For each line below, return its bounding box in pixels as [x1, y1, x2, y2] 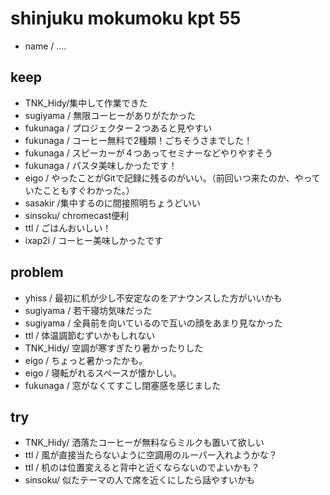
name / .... [24, 40, 67, 52]
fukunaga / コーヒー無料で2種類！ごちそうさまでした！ [24, 134, 253, 146]
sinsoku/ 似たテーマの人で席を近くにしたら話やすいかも [24, 474, 256, 486]
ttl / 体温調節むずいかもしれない [24, 329, 156, 341]
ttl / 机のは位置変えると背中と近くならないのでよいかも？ [24, 462, 260, 474]
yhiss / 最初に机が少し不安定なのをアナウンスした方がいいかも [24, 292, 283, 304]
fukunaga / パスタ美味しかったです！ [24, 159, 178, 171]
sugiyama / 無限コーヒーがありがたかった [24, 109, 197, 121]
